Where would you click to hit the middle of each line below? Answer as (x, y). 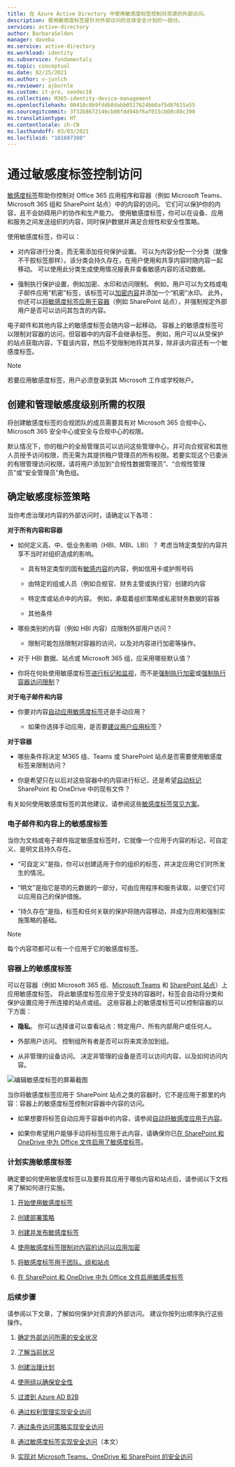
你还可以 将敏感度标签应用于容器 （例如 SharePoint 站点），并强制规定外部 (122, 302)
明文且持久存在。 (50, 849)
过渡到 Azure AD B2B (48, 1397)
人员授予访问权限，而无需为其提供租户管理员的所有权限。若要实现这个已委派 (117, 455)
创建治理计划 (36, 1367)
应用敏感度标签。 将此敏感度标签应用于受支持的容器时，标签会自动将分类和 (115, 994)
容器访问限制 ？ (39, 682)
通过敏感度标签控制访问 (75, 174)
